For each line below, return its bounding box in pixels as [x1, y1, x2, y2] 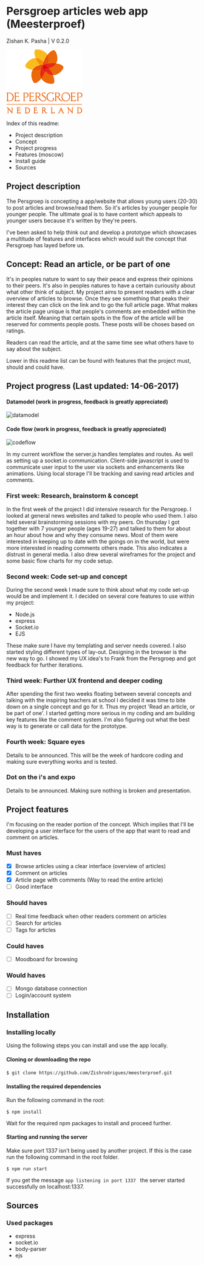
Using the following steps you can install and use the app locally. [6, 1042, 168, 1049]
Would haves [6, 971, 46, 979]
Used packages [6, 1219, 53, 1227]
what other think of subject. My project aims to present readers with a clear [6, 288, 195, 295]
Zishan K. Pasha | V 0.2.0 [6, 37, 70, 44]
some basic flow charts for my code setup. [6, 557, 114, 564]
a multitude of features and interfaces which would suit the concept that [6, 235, 187, 242]
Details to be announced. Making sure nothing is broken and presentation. [6, 787, 192, 794]
